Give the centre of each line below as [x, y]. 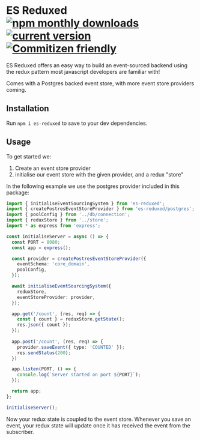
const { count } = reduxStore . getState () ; [71, 319]
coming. [16, 89]
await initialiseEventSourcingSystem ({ [62, 286]
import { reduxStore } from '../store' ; [58, 220]
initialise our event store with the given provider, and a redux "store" [99, 174]
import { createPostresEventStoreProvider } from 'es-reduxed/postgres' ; [101, 209]
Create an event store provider [53, 168]
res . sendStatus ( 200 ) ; [44, 353]
